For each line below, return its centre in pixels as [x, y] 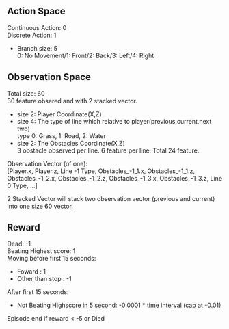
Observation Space [49, 77]
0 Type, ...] [22, 185]
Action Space [37, 11]
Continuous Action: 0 [37, 27]
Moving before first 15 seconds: [52, 259]
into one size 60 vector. [40, 206]
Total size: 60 [26, 93]
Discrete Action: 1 [32, 35]
